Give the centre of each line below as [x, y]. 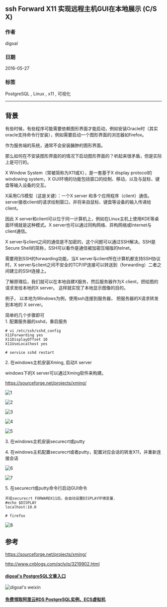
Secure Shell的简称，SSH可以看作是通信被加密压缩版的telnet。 [70, 248]
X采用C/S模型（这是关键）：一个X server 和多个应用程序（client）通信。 [79, 196]
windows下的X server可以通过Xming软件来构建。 [56, 373]
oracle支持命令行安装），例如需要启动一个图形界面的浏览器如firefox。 [76, 135]
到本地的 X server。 [25, 304]
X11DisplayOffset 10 [27, 340]
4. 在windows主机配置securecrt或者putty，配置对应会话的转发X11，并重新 [81, 452]
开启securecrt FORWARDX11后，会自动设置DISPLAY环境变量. [60, 499]
